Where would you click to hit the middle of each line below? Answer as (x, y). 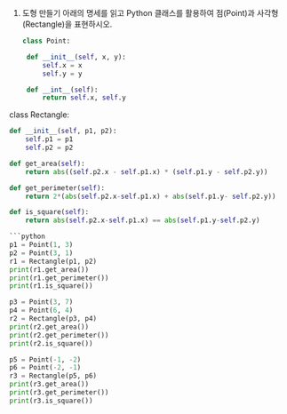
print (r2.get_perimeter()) (59, 335)
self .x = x (62, 65)
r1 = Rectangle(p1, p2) (53, 261)
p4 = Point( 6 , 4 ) (41, 310)
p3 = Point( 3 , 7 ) (41, 302)
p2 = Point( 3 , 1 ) (41, 253)
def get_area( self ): (48, 163)
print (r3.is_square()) (51, 401)
